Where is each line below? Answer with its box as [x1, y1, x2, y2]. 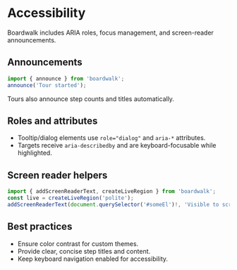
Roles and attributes [7, 115, 98, 127]
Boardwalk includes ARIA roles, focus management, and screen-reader [7, 28, 214, 37]
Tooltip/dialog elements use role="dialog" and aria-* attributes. [17, 134, 206, 142]
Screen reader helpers [7, 169, 108, 181]
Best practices [7, 221, 73, 233]
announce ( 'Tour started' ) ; [7, 81, 87, 89]
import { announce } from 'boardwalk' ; [7, 75, 125, 82]
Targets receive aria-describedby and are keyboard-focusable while [17, 141, 217, 150]
